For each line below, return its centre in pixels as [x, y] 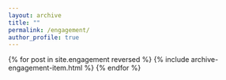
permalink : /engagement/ [49, 30]
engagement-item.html [45, 68]
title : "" [24, 23]
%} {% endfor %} [113, 68]
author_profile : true [44, 37]
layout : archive [35, 15]
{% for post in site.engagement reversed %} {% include [99, 60]
